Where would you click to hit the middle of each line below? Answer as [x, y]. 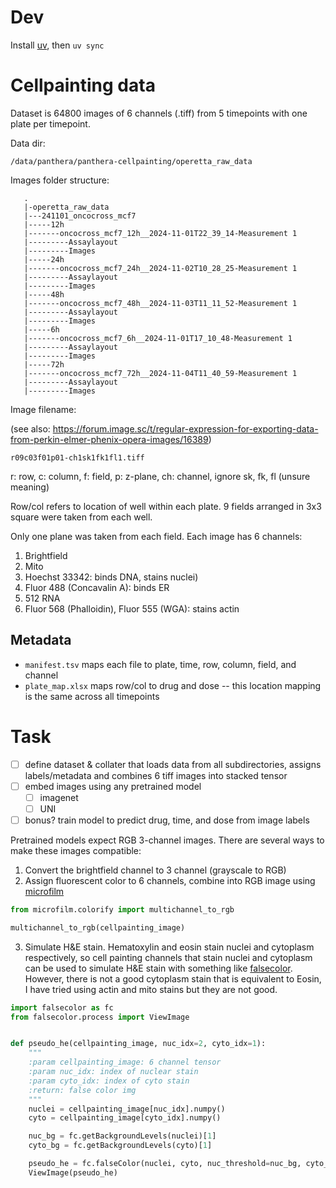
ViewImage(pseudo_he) [73, 1172]
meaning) [30, 487]
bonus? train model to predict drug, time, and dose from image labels [167, 820]
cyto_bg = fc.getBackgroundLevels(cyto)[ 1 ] [120, 1146]
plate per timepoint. [50, 123]
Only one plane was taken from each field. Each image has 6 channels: [156, 536]
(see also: [30, 428]
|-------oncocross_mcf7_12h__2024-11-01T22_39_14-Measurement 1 [160, 233]
